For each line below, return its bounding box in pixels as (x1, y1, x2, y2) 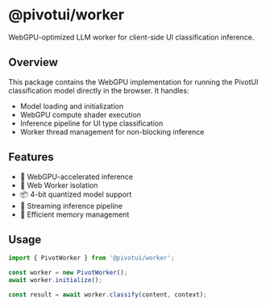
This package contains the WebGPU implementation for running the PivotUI (8, 77, 259, 86)
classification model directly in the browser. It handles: (8, 85, 189, 95)
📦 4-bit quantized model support (19, 189, 132, 199)
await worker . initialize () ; (8, 276, 103, 284)
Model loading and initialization (19, 101, 123, 110)
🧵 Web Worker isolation (19, 180, 98, 190)
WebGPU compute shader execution (19, 110, 142, 119)
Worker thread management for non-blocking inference (19, 127, 205, 136)
